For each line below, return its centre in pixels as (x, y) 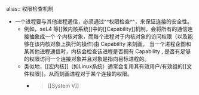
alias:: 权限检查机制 (30, 9)
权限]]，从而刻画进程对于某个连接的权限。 (81, 74)
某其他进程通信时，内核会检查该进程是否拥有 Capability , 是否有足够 (107, 51)
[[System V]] (63, 86)
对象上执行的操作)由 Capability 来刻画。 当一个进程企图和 (120, 44)
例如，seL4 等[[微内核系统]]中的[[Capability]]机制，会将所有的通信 (106, 29)
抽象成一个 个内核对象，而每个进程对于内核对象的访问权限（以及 (108, 36)
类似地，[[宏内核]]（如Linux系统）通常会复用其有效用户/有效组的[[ (105, 66)
